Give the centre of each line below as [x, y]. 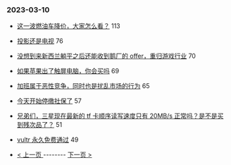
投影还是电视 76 [40, 41]
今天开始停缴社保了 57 [49, 101]
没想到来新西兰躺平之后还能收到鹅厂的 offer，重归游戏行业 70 [106, 56]
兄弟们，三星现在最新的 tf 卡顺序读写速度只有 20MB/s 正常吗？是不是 [117, 116]
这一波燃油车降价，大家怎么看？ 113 [68, 26]
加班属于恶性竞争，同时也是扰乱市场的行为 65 [83, 86]
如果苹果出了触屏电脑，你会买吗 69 [68, 71]
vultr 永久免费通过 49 [48, 140]
